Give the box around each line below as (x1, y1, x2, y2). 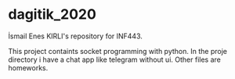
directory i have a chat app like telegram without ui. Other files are (8, 55, 221, 64)
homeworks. (8, 63, 49, 72)
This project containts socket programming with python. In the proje (8, 46, 227, 56)
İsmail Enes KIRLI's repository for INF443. (8, 31, 143, 41)
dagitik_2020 (8, 5, 96, 23)
